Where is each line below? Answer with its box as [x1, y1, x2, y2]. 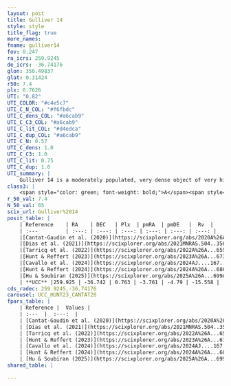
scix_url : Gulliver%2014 [7, 208, 78, 215]
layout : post [7, 10, 45, 17]
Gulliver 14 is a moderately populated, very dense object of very [19, 176, 217, 183]
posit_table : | [7, 215, 51, 222]
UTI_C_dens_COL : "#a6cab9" [7, 112, 85, 119]
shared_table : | [7, 362, 54, 369]
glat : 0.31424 [7, 74, 48, 81]
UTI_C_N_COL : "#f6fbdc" [7, 106, 76, 113]
